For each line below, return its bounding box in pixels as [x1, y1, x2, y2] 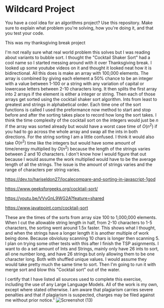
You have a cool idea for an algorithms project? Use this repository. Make [5, 20, 153, 26]
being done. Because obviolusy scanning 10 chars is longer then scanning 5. [5, 235, 160, 241]
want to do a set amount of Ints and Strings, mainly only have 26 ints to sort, [5, 246, 159, 251]
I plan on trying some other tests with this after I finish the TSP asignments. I [5, 240, 159, 246]
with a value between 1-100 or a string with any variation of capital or [5, 80, 144, 87]
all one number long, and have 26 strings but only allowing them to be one [5, 251, 155, 257]
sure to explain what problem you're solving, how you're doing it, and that [5, 25, 154, 31]
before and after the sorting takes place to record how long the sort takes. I [5, 112, 157, 118]
